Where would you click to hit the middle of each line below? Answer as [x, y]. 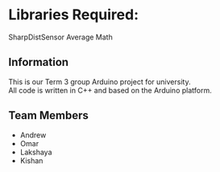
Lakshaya [36, 152]
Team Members [48, 115]
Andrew [33, 135]
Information [39, 62]
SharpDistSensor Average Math [60, 37]
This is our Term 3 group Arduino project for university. [100, 81]
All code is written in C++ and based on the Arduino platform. [110, 90]
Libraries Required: [74, 15]
